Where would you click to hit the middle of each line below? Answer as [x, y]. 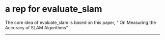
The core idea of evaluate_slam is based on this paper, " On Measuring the [81, 22]
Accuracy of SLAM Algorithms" [37, 27]
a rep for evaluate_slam [54, 9]
